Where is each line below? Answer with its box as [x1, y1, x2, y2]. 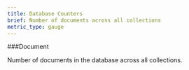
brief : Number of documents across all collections [7, 17, 161, 24]
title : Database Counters [7, 10, 83, 17]
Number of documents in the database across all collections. [7, 56, 183, 64]
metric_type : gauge [7, 23, 64, 30]
